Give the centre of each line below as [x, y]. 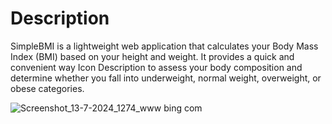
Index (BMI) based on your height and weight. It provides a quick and [152, 56]
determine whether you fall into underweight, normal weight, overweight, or [166, 78]
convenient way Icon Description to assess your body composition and [156, 67]
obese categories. [47, 88]
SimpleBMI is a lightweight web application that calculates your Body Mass [164, 46]
